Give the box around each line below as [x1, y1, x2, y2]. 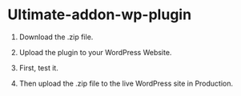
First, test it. [18, 62, 59, 73]
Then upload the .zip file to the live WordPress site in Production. [18, 78, 234, 88]
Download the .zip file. [18, 32, 94, 42]
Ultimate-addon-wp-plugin [7, 6, 192, 24]
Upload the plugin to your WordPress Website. [18, 47, 172, 57]
